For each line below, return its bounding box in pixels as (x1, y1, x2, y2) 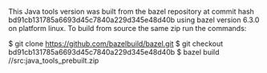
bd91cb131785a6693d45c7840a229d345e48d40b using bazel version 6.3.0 (8, 15, 260, 25)
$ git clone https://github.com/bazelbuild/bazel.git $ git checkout (8, 39, 224, 48)
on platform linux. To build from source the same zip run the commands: (8, 24, 247, 33)
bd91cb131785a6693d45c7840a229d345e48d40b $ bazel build (8, 48, 220, 56)
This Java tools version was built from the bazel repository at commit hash (8, 7, 255, 16)
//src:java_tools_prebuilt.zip (8, 56, 99, 65)
